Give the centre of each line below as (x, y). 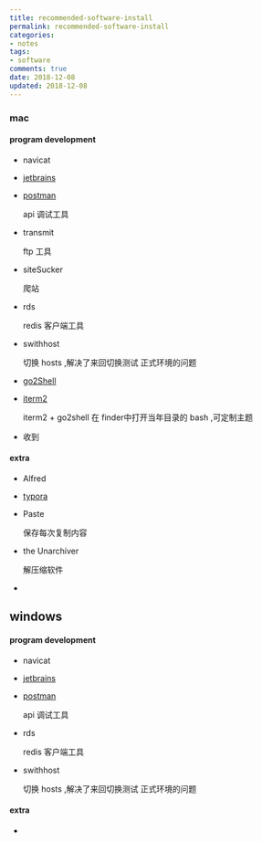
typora (35, 496)
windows (36, 617)
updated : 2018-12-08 (49, 86)
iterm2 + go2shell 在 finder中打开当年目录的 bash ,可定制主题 (138, 417)
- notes (24, 43)
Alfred (34, 478)
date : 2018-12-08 (42, 78)
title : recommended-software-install (81, 18)
